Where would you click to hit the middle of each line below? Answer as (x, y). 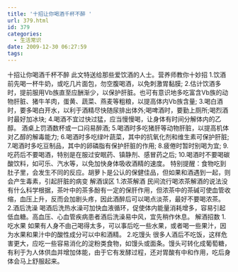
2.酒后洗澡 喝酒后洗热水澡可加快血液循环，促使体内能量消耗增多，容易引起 (117, 207)
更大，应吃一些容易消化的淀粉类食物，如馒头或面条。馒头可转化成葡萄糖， (122, 243)
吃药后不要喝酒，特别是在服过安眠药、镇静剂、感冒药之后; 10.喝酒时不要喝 (116, 154)
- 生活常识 (28, 40)
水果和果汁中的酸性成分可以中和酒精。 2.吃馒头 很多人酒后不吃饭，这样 (117, 234)
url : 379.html (28, 21)
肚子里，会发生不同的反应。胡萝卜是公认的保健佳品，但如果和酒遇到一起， (116, 172)
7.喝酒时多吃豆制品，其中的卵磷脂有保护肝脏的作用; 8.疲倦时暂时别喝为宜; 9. (118, 146)
